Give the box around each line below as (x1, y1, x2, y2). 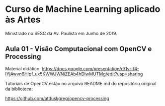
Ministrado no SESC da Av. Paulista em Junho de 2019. (5, 30, 118, 36)
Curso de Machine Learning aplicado (5, 3, 161, 15)
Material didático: (5, 65, 41, 71)
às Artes (5, 14, 41, 25)
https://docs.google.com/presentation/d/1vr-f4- (41, 65, 139, 71)
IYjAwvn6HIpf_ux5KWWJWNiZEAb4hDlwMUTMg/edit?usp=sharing (5, 71, 143, 77)
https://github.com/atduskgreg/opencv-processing (5, 95, 109, 101)
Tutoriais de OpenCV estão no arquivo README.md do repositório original (5, 80, 157, 86)
